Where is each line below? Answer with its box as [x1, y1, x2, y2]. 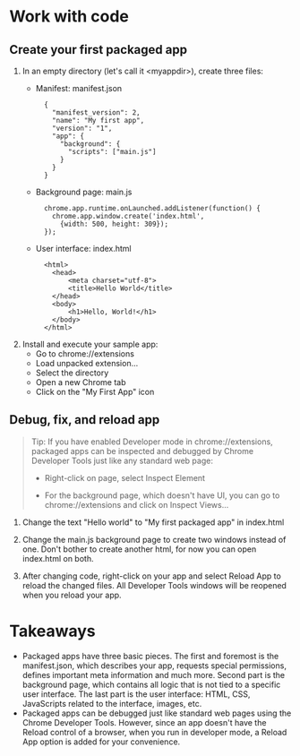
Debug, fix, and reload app [9, 412, 160, 427]
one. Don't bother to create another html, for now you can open [21, 544, 257, 554]
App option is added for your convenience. [21, 736, 181, 747]
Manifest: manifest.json [35, 83, 123, 93]
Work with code [9, 6, 130, 27]
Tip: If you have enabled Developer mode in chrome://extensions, [30, 436, 273, 447]
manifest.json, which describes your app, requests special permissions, [21, 660, 287, 671]
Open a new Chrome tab [35, 377, 126, 387]
